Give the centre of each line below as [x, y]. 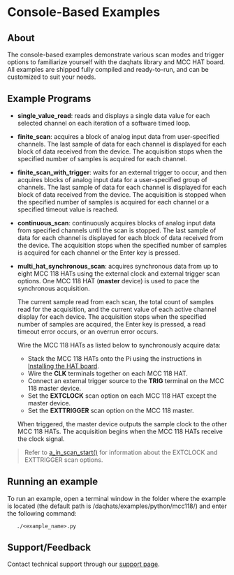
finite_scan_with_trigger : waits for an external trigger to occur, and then [122, 172]
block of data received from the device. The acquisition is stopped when [122, 194]
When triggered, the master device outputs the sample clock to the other [122, 424]
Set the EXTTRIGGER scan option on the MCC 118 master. [111, 410]
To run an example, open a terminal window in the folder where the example [117, 498]
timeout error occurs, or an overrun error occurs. [88, 331]
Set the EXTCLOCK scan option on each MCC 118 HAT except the [122, 396]
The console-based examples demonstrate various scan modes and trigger [116, 54]
